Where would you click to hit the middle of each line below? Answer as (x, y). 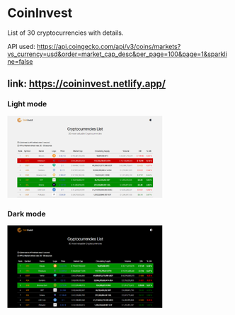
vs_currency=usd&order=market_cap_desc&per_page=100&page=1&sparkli (117, 54)
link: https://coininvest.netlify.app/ (87, 84)
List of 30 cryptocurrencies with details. (65, 33)
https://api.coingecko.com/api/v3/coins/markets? (109, 46)
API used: (21, 46)
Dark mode (27, 214)
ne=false (20, 61)
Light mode (27, 104)
